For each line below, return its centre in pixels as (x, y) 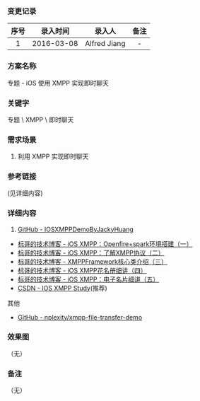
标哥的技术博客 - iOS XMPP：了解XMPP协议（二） (91, 252)
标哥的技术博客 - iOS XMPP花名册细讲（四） (82, 270)
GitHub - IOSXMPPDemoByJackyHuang (76, 229)
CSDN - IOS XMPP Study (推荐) (62, 288)
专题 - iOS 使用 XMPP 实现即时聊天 (58, 83)
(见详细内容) (25, 193)
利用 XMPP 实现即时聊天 (53, 156)
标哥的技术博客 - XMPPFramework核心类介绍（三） (93, 261)
